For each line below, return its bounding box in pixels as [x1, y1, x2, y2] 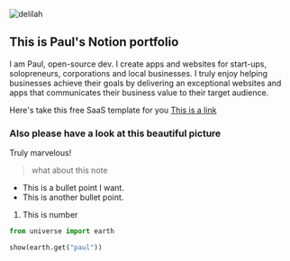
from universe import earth [9, 227, 115, 236]
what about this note [31, 165, 108, 175]
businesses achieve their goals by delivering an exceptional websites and [9, 77, 282, 88]
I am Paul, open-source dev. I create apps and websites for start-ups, [9, 58, 267, 69]
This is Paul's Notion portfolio [9, 34, 179, 49]
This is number [22, 210, 78, 220]
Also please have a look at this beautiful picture [9, 127, 222, 139]
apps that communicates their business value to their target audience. [9, 86, 269, 98]
